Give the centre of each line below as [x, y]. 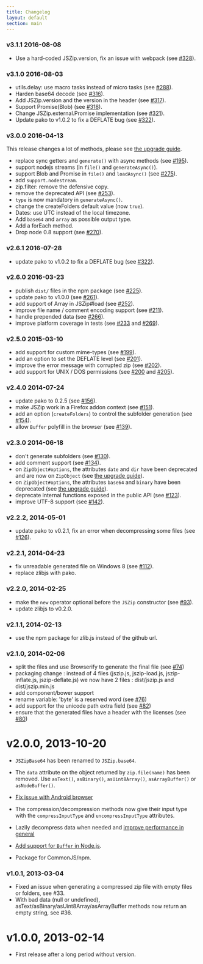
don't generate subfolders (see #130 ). [63, 456]
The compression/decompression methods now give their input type [101, 809]
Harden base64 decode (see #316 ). [60, 94]
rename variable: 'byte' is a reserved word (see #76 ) [81, 699]
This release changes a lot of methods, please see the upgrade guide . [94, 149]
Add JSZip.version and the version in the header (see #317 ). [91, 100]
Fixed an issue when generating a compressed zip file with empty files [104, 887]
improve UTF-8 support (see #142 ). [60, 502]
